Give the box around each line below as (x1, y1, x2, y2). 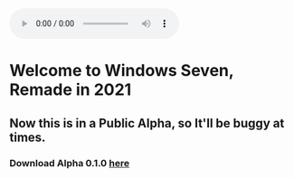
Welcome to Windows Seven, (9, 61, 234, 81)
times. (9, 129, 46, 145)
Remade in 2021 (9, 80, 132, 100)
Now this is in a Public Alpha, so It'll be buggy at (9, 116, 285, 131)
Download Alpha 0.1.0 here (9, 156, 129, 169)
